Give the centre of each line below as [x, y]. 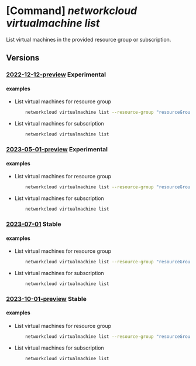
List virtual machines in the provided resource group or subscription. [89, 39]
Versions [23, 58]
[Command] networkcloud [72, 11]
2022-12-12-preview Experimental [56, 74]
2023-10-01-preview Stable [46, 299]
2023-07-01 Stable [34, 224]
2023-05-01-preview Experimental [57, 150]
